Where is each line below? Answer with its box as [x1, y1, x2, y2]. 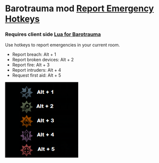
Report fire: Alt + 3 [12, 62, 50, 68]
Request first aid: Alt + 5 [12, 72, 61, 79]
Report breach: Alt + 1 [12, 52, 56, 57]
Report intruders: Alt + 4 [12, 67, 61, 73]
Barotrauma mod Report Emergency [5, 3, 154, 14]
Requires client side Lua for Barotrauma [5, 31, 101, 38]
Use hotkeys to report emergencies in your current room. [5, 42, 120, 48]
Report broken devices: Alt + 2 [12, 57, 74, 63]
